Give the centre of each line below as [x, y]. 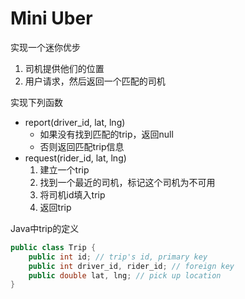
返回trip [55, 207]
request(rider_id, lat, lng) [75, 158]
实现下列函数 [36, 102]
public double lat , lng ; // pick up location [125, 275]
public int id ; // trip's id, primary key [118, 257]
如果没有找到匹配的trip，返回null [106, 134]
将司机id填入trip [72, 194]
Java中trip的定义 [45, 228]
